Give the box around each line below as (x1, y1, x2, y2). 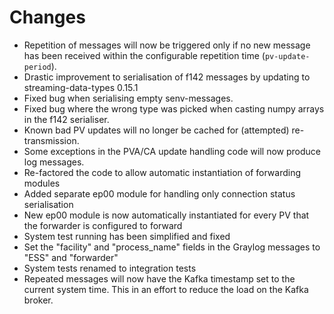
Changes (9, 6, 86, 29)
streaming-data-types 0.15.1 (23, 81, 139, 93)
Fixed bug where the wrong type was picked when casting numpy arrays (23, 102, 325, 115)
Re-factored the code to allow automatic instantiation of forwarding (23, 166, 302, 178)
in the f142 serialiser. (23, 113, 110, 125)
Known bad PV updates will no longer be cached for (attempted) (23, 124, 290, 136)
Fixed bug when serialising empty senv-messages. (23, 92, 234, 104)
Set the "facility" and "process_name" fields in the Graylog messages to (23, 241, 321, 253)
